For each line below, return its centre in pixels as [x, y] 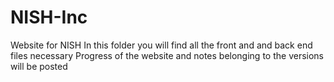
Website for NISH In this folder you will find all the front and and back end [161, 45]
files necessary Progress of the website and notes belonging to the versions [167, 55]
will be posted [39, 66]
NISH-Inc [49, 17]
